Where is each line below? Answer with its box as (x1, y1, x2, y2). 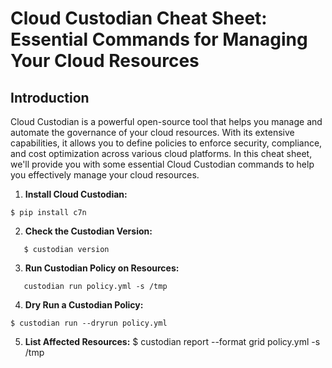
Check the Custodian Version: (24, 225, 153, 237)
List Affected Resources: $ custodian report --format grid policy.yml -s (24, 336, 321, 347)
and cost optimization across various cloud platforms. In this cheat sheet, (10, 148, 313, 159)
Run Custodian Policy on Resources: (24, 262, 180, 274)
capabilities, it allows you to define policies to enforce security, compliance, (10, 137, 323, 149)
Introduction (10, 89, 90, 106)
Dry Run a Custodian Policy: (24, 299, 144, 311)
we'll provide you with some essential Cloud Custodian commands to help (10, 158, 315, 170)
